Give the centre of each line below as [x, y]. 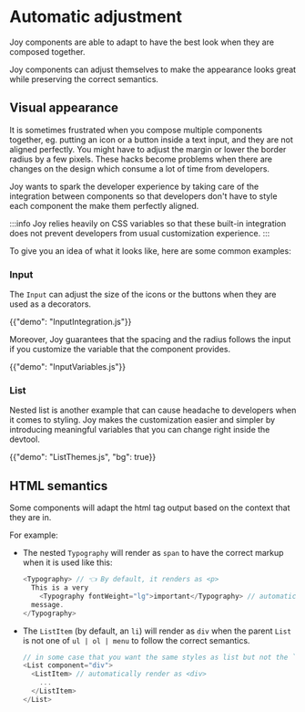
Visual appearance [64, 108]
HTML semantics [59, 486]
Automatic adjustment [96, 17]
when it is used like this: [67, 562]
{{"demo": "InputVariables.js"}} [68, 367]
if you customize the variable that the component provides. [120, 350]
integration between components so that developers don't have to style [143, 196]
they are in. [30, 518]
